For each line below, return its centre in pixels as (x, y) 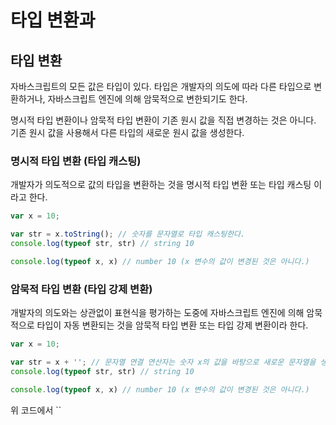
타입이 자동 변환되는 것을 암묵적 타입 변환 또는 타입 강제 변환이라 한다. (172, 325)
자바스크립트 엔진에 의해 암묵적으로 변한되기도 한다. (147, 99)
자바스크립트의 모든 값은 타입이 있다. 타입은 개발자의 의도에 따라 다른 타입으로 (161, 86)
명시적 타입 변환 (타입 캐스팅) (76, 161)
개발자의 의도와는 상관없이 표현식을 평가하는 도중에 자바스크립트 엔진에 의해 (157, 313)
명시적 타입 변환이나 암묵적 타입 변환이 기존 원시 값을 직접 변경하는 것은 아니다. (163, 120)
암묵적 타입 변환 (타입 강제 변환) (81, 289)
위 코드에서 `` (36, 410)
